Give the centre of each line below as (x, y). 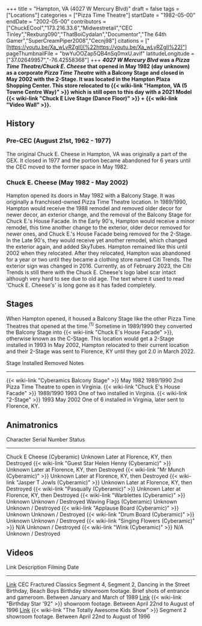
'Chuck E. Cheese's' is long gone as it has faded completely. (81, 285)
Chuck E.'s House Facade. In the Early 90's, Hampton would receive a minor (101, 221)
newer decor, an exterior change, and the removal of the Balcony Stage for (99, 214)
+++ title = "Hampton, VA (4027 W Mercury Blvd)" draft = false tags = (93, 9)
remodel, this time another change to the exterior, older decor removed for (98, 227)
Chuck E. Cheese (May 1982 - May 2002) (67, 182)
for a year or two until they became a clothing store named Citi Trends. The (99, 259)
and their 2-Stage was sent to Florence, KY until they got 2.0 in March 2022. (101, 351)
